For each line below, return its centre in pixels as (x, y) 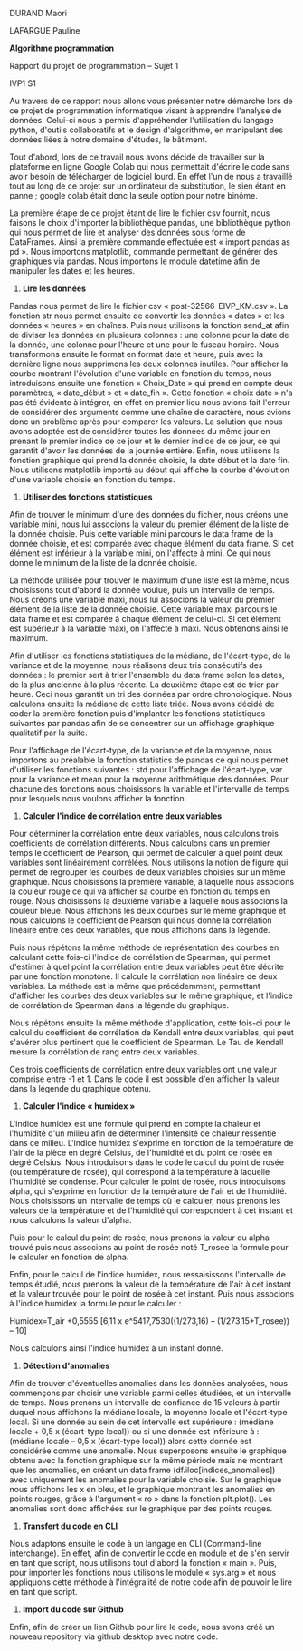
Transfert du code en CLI (70, 1526)
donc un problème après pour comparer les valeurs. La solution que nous (146, 422)
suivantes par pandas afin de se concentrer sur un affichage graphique (142, 723)
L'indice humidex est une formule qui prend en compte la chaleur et (135, 1124)
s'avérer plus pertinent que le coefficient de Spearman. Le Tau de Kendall (147, 1042)
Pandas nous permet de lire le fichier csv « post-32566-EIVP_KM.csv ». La (149, 306)
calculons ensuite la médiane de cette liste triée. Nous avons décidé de (142, 704)
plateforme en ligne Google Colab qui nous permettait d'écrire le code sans (150, 166)
